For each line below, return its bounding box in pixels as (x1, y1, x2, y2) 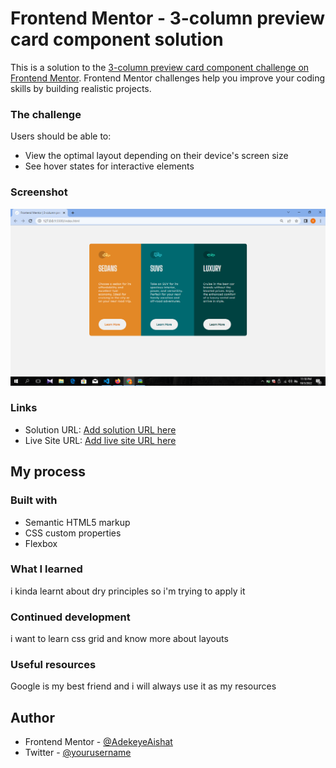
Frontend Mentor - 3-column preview (10, 7, 326, 30)
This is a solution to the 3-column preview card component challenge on (10, 61, 310, 73)
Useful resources (10, 658, 97, 672)
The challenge (10, 107, 82, 121)
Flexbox (24, 537, 58, 549)
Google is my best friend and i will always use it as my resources (10, 680, 277, 692)
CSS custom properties (24, 527, 122, 539)
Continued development (10, 610, 131, 624)
